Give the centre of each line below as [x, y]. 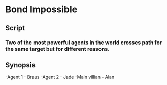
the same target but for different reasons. [58, 49]
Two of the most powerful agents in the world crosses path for [84, 42]
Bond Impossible [41, 9]
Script [15, 28]
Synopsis [20, 65]
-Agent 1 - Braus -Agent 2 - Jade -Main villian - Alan [60, 77]
